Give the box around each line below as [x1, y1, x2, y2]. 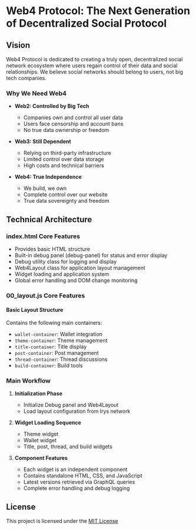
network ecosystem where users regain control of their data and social [6, 62, 178, 69]
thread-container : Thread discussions [14, 355, 108, 363]
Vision [6, 40, 31, 50]
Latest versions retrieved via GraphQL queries [23, 479, 135, 486]
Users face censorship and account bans [23, 120, 124, 127]
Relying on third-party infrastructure [23, 149, 112, 157]
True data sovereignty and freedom [23, 197, 110, 205]
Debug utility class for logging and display [14, 258, 117, 265]
